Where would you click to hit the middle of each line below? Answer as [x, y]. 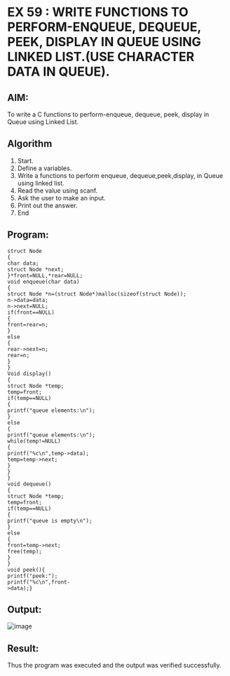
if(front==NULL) [31, 312]
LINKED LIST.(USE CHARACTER [101, 57]
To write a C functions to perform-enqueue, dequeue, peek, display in [108, 114]
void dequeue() [29, 484]
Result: [23, 648]
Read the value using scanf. [57, 191]
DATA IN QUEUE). [59, 72]
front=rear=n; [28, 324]
